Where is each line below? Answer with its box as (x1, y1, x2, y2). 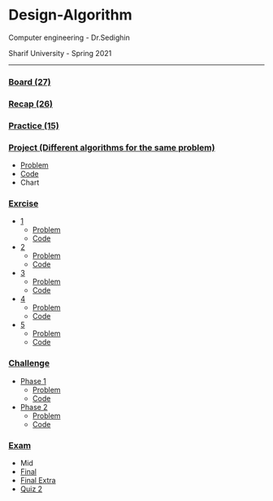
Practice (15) (8, 120, 59, 131)
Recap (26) (8, 98, 54, 109)
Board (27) (8, 76, 51, 87)
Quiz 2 (19, 484, 43, 494)
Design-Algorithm (8, 6, 132, 24)
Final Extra (19, 475, 56, 485)
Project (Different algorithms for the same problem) (8, 142, 215, 153)
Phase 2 (19, 402, 48, 412)
